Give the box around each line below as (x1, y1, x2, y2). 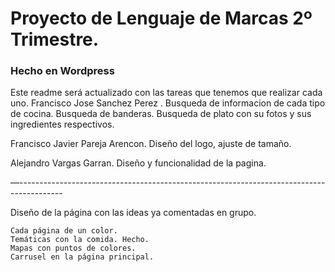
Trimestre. (10, 28, 100, 51)
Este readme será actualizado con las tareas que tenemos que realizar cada (10, 87, 323, 99)
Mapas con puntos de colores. (10, 243, 137, 254)
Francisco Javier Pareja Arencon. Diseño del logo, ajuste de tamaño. (10, 138, 292, 150)
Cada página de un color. (10, 226, 118, 236)
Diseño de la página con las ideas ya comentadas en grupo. (10, 207, 257, 219)
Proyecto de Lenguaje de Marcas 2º (10, 7, 313, 30)
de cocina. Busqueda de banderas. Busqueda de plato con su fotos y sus (10, 108, 312, 120)
